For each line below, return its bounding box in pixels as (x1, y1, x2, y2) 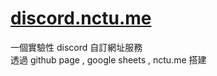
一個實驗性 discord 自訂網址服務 (10, 41, 143, 53)
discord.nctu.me (10, 7, 152, 30)
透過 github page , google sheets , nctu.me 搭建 (10, 53, 207, 66)
